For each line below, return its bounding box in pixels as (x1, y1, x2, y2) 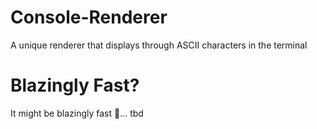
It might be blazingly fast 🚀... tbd (10, 107, 144, 119)
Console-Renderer (10, 6, 168, 29)
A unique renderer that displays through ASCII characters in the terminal (10, 39, 308, 51)
